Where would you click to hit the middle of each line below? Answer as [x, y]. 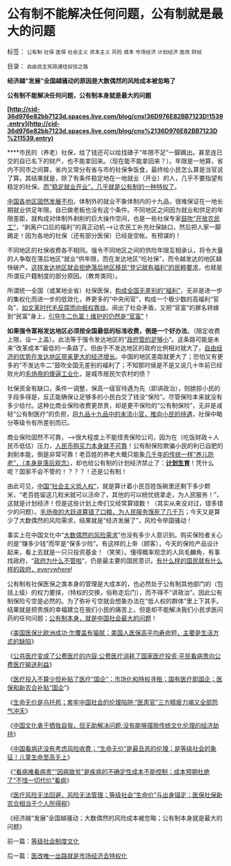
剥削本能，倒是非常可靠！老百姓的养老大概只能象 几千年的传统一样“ [102, 454]
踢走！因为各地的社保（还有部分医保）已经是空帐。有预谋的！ [94, 235]
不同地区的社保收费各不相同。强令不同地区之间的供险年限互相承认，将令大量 [115, 250]
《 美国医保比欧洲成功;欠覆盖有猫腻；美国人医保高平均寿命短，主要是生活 [110, 633]
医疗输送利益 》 [34, 664]
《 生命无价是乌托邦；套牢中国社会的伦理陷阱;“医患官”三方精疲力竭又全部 [110, 702]
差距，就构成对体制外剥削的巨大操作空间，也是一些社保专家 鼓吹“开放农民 [117, 218]
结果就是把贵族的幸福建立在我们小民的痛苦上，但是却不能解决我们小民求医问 [115, 609]
